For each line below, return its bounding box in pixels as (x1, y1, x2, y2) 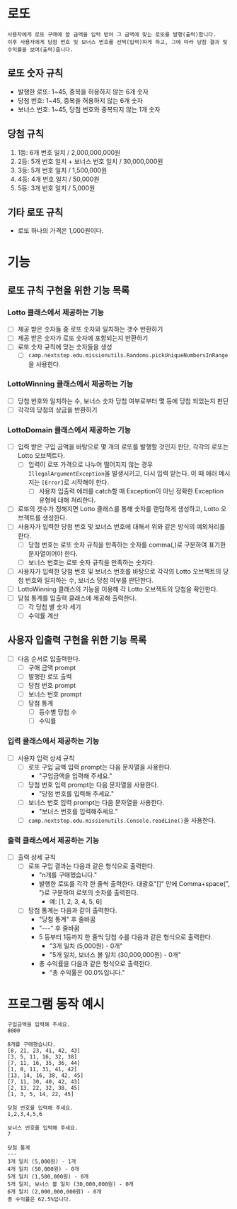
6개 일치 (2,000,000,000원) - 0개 (7, 1188, 102, 1196)
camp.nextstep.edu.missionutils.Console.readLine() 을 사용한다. (28, 816, 216, 824)
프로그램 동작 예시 (7, 996, 105, 1012)
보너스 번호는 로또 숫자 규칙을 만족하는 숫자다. (28, 558, 155, 567)
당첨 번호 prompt (28, 681, 76, 689)
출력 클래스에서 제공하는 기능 (7, 835, 100, 845)
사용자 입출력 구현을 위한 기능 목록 (7, 634, 147, 646)
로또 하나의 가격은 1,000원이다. (17, 226, 104, 235)
